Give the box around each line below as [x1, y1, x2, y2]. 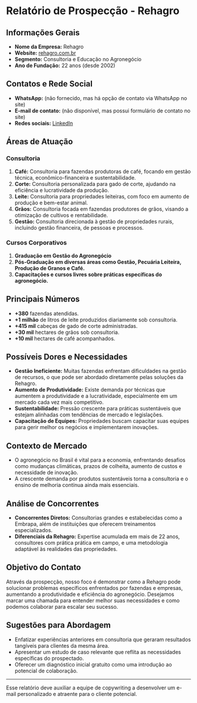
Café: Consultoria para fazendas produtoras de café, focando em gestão [14, 168, 191, 175]
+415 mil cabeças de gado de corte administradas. [14, 322, 138, 329]
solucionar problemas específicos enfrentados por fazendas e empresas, [6, 584, 183, 591]
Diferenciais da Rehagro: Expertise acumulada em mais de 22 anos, [14, 533, 180, 540]
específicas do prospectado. [14, 655, 84, 662]
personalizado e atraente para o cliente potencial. [17, 690, 137, 697]
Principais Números [6, 294, 80, 304]
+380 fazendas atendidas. [14, 310, 79, 317]
